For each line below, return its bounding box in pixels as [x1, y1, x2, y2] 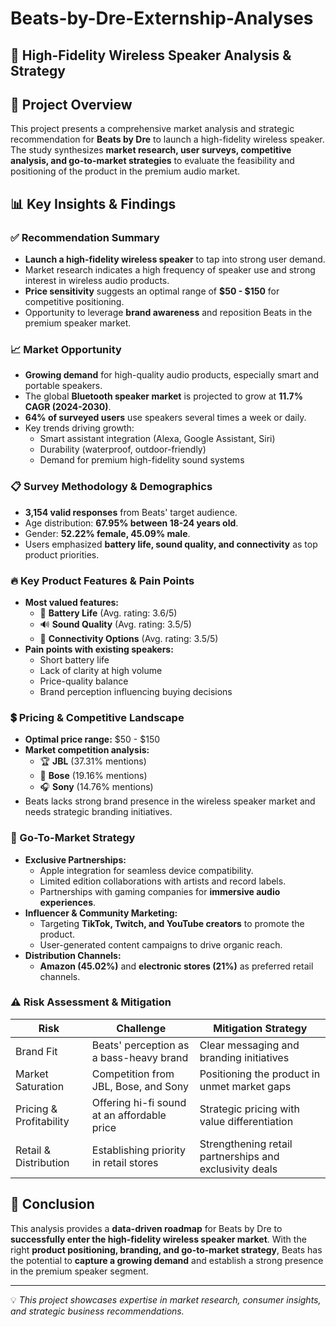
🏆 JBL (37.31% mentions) [39, 755, 147, 767]
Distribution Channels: [24, 949, 122, 961]
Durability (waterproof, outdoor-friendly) [39, 443, 207, 456]
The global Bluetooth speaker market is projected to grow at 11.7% [24, 390, 303, 402]
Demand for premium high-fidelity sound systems [39, 454, 245, 466]
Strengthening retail [199, 1137, 293, 1151]
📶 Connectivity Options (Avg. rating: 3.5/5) [39, 632, 219, 644]
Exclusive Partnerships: [24, 853, 127, 866]
